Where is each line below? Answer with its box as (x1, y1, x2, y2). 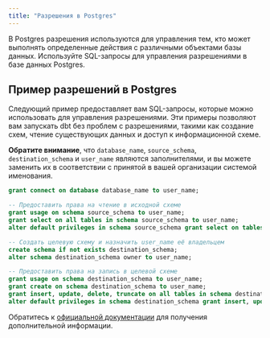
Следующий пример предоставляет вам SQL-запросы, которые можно (8, 104, 254, 113)
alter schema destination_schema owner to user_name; (8, 253, 193, 262)
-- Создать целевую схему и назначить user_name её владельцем (8, 238, 225, 246)
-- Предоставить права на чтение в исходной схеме (8, 201, 182, 209)
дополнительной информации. (8, 320, 113, 330)
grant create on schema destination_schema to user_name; (8, 282, 207, 291)
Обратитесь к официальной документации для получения (8, 311, 207, 322)
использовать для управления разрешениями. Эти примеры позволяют (8, 113, 256, 122)
